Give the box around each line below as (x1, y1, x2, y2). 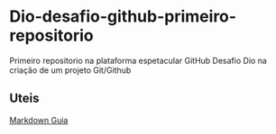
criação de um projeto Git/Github (9, 65, 132, 76)
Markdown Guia (9, 114, 69, 125)
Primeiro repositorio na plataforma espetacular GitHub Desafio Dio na (9, 55, 268, 66)
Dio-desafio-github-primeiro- (9, 6, 237, 27)
